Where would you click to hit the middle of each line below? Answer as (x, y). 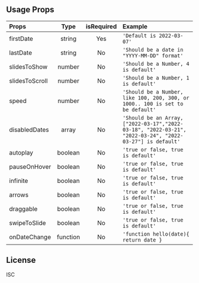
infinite (19, 181)
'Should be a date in (153, 49)
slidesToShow (28, 66)
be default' (139, 110)
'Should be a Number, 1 (156, 78)
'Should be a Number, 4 (156, 64)
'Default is (139, 36)
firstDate (21, 38)
